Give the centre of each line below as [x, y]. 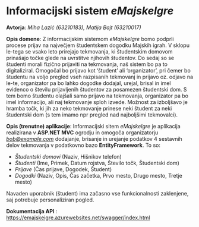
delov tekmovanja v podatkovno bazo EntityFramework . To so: [83, 145]
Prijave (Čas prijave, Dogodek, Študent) [63, 169]
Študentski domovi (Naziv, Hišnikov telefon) [68, 156]
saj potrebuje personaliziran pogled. [50, 200]
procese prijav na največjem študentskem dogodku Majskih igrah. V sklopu [98, 45]
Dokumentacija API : [32, 211]
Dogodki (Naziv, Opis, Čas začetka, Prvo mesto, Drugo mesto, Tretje [98, 175]
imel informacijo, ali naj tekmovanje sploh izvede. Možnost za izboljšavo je [97, 102]
